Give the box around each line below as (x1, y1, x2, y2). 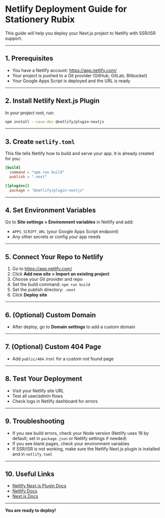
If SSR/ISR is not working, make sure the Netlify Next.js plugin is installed (12, 446, 160, 452)
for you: (5, 156, 21, 162)
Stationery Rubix (5, 14, 75, 25)
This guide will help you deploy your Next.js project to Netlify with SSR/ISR (5, 30, 156, 36)
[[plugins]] (5, 183, 29, 188)
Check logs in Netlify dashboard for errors (12, 398, 98, 404)
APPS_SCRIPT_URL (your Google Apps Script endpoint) (12, 229, 119, 235)
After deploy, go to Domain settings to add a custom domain (12, 324, 136, 330)
